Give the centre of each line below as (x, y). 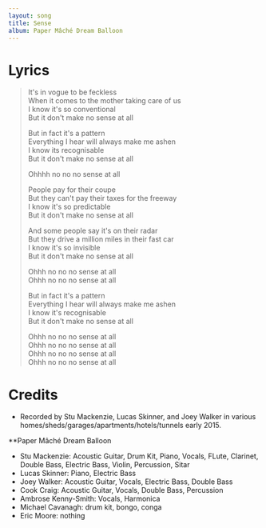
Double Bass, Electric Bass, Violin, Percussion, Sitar (105, 465)
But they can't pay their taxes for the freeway (102, 198)
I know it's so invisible (64, 248)
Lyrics (29, 70)
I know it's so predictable (69, 207)
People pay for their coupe (71, 190)
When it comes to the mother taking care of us (104, 101)
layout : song (30, 16)
